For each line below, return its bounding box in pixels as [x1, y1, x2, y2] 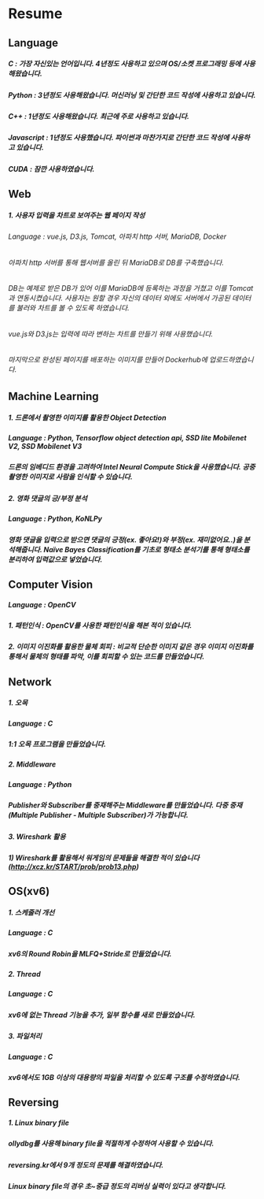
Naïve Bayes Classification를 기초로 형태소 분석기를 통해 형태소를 [42, 544, 250, 554]
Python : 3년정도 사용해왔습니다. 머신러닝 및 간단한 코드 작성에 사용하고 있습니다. [8, 90, 257, 99]
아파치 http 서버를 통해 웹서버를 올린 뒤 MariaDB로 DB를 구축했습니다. [8, 258, 224, 267]
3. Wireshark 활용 [8, 832, 66, 841]
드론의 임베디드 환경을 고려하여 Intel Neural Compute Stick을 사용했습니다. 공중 [8, 462, 255, 472]
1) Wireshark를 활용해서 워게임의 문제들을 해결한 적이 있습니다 [8, 852, 200, 863]
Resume [8, 5, 63, 23]
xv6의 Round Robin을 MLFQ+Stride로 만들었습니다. [8, 948, 172, 958]
